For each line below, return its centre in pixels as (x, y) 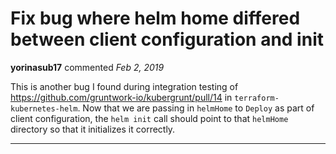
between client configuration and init (167, 39)
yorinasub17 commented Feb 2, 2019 (87, 67)
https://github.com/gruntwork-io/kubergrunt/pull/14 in (121, 97)
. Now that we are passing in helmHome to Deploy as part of (196, 108)
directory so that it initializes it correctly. (93, 129)
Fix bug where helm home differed (155, 18)
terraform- (257, 98)
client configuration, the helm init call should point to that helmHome (149, 118)
